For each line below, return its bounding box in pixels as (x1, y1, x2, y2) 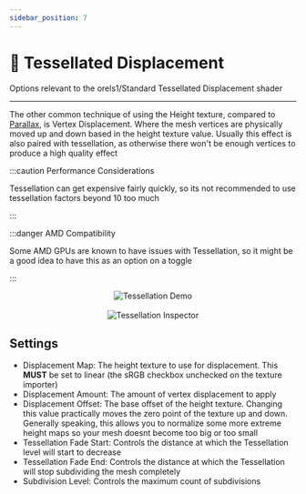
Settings (9, 336, 59, 351)
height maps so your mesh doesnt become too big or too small (22, 428, 258, 439)
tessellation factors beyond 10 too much (9, 192, 159, 203)
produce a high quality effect (9, 147, 118, 158)
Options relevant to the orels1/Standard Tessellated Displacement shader (9, 83, 283, 94)
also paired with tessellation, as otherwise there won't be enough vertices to (9, 137, 296, 148)
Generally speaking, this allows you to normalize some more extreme (22, 418, 282, 428)
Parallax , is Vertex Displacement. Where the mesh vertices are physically (9, 118, 283, 129)
